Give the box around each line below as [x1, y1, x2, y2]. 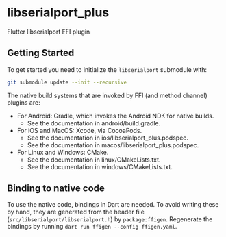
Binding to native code [7, 183, 105, 195]
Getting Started [7, 47, 75, 59]
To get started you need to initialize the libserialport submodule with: [7, 65, 208, 73]
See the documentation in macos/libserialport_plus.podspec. [27, 140, 199, 149]
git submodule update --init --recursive [7, 79, 127, 86]
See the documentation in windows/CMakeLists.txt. [27, 162, 173, 171]
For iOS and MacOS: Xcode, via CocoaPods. [16, 126, 142, 134]
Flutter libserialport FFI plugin [7, 27, 90, 36]
